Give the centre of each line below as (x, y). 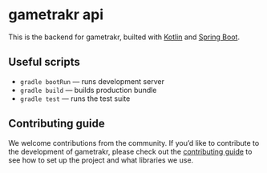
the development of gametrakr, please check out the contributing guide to (130, 151)
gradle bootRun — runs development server (92, 81)
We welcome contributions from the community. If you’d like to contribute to (134, 143)
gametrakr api (56, 15)
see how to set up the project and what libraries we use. (101, 160)
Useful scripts (44, 62)
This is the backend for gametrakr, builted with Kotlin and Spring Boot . (124, 37)
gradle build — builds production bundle (88, 90)
